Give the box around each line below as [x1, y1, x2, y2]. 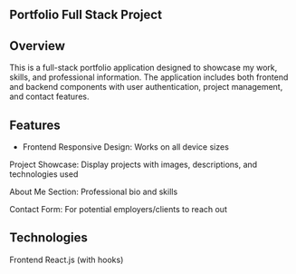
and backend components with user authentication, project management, [9, 82, 283, 93]
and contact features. [9, 91, 90, 103]
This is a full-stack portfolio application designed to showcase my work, [9, 63, 278, 73]
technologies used [9, 169, 79, 180]
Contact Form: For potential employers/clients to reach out [9, 204, 228, 215]
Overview [9, 38, 66, 54]
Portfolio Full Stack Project [9, 7, 163, 23]
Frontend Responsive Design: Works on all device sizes [22, 142, 229, 152]
